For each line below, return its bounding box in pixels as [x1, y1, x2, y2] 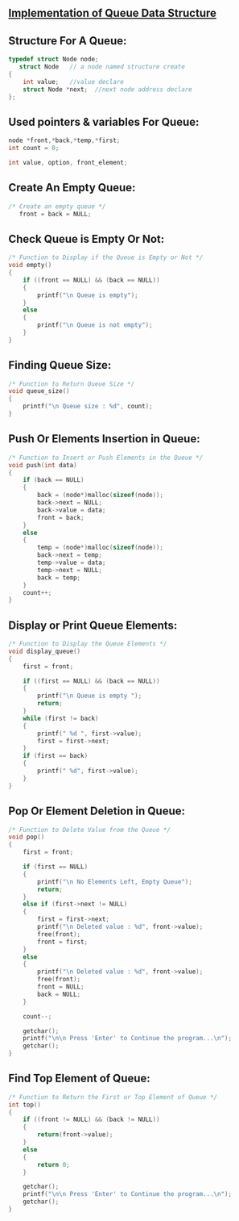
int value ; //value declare [23, 77, 125, 86]
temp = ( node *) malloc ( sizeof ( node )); [37, 544, 163, 552]
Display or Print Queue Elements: [8, 618, 178, 632]
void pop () [8, 833, 45, 842]
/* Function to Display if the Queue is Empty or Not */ [8, 253, 204, 261]
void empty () [8, 261, 52, 270]
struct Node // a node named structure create [19, 63, 185, 71]
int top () [8, 1101, 42, 1109]
